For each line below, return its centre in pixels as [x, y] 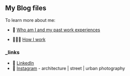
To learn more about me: [30, 20]
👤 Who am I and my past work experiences [56, 30]
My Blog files [26, 8]
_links [12, 52]
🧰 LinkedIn [23, 63]
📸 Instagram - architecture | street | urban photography [69, 69]
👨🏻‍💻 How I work [29, 39]
